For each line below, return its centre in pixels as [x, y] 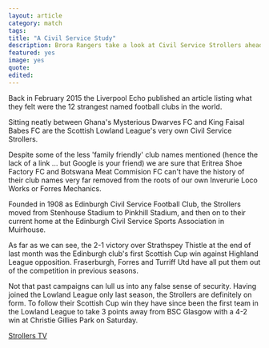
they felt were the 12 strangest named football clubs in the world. [115, 106]
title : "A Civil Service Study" [62, 38]
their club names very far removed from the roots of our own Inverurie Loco [133, 180]
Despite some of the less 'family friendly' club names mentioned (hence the [133, 154]
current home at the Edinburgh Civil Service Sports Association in [116, 221]
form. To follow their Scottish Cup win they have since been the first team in [133, 303]
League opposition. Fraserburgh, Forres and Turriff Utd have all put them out [134, 262]
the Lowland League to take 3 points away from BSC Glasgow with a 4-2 [128, 311]
